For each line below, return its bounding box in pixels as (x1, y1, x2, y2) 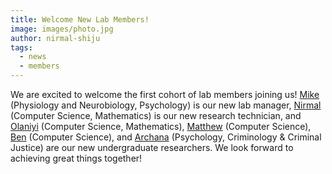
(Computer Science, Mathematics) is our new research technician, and (10, 110, 302, 121)
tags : (10, 42, 33, 53)
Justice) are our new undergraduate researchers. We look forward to (10, 142, 294, 153)
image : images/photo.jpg (10, 24, 114, 34)
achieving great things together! (10, 152, 143, 164)
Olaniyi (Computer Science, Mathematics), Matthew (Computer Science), (10, 121, 312, 132)
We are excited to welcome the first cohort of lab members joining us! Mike (10, 89, 320, 100)
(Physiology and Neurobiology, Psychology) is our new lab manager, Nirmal (10, 99, 322, 111)
